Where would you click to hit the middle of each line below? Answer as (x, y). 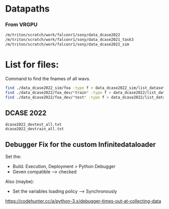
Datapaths (27, 9)
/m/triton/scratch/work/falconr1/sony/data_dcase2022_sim (67, 44)
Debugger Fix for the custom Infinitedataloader (80, 144)
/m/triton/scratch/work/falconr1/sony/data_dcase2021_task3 (70, 40)
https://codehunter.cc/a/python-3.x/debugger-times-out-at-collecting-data (83, 201)
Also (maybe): (20, 182)
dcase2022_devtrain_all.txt (35, 129)
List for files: (32, 65)
